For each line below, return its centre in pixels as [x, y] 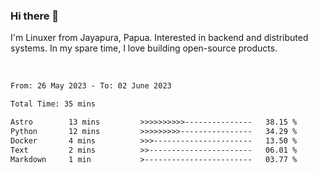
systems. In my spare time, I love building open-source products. [144, 48]
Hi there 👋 [35, 16]
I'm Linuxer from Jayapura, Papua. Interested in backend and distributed [159, 38]
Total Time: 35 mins [53, 104]
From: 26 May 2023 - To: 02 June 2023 [91, 86]
